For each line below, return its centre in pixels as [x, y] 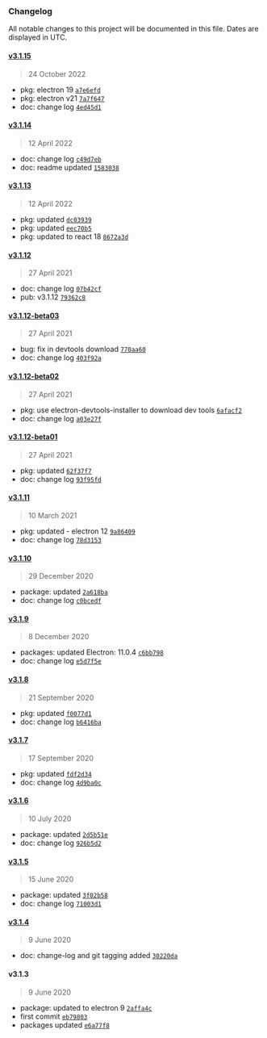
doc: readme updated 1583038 [69, 167]
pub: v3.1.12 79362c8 [53, 297]
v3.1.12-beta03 [34, 316]
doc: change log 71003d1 [61, 904]
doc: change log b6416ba [61, 722]
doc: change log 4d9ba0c [61, 782]
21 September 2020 [61, 697]
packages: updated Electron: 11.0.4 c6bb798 [92, 652]
